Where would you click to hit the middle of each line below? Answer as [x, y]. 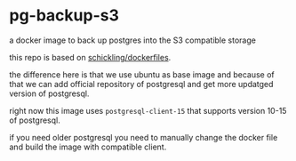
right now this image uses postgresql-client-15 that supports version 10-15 [148, 110]
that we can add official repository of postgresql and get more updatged [141, 84]
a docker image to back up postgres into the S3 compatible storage [132, 40]
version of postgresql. [49, 93]
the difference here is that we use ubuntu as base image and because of [142, 74]
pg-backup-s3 [64, 16]
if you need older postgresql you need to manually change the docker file [144, 137]
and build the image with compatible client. [88, 147]
